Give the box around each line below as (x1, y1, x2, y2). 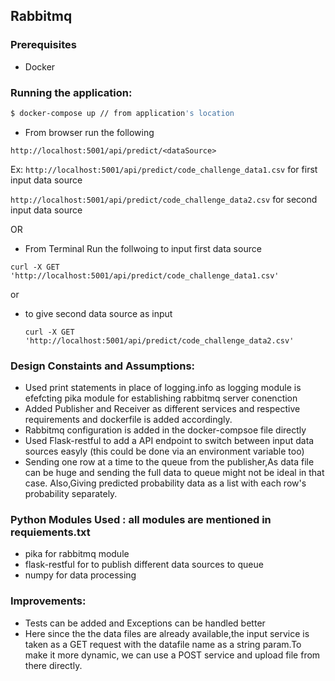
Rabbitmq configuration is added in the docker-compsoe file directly (24, 424, 307, 436)
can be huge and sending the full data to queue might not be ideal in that (24, 467, 325, 479)
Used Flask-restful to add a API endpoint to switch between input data (24, 435, 315, 447)
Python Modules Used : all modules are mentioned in (10, 513, 272, 527)
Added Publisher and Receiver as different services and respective (24, 403, 301, 415)
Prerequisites (10, 38, 77, 52)
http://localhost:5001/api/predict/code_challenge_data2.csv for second (10, 193, 318, 205)
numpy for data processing (24, 569, 137, 581)
